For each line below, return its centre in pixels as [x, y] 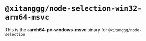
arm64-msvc [27, 17]
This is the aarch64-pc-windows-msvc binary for [56, 30]
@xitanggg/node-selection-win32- [73, 9]
